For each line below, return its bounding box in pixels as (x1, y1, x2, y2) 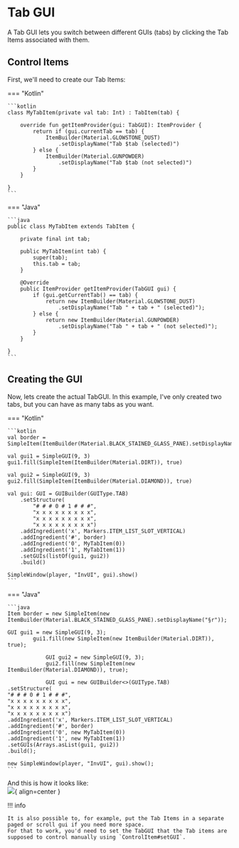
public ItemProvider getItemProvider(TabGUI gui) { (20, 285, 176, 293)
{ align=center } (14, 787, 60, 796)
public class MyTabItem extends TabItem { (7, 223, 135, 230)
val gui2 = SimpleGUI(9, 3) (7, 471, 91, 478)
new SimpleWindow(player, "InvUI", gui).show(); (7, 759, 154, 767)
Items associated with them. (7, 35, 90, 44)
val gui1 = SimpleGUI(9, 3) (7, 453, 91, 460)
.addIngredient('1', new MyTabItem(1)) (7, 735, 126, 742)
